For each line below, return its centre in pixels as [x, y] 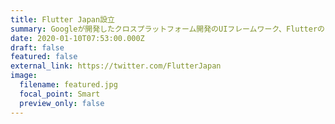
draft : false [37, 47]
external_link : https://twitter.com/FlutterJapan [116, 66]
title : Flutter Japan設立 [62, 19]
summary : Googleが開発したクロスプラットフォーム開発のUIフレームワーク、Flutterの [167, 29]
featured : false [44, 57]
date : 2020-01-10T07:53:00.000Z [77, 38]
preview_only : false [62, 103]
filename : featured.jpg [68, 85]
